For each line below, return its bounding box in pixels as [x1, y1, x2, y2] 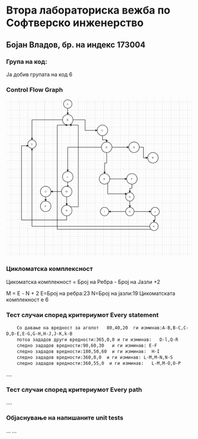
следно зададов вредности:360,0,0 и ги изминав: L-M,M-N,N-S [17, 354, 173, 361]
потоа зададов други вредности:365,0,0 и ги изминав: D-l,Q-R [17, 337, 178, 343]
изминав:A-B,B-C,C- [141, 325, 189, 331]
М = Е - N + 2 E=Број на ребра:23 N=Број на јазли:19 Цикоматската [6, 289, 176, 296]
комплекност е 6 [6, 296, 49, 303]
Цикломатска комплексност [6, 264, 93, 273]
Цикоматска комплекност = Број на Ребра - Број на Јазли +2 [6, 278, 161, 285]
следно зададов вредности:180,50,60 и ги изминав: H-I [17, 348, 160, 355]
